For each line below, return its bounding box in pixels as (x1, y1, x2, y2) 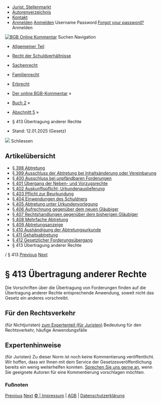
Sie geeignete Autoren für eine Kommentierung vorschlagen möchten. (5, 370, 145, 375)
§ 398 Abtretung (12, 165, 45, 171)
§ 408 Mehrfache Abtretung (12, 216, 68, 222)
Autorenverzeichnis (12, 9, 51, 15)
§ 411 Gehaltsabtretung (12, 232, 58, 238)
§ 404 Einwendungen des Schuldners (12, 196, 87, 202)
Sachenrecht (12, 63, 38, 68)
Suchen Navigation (58, 34, 96, 40)
